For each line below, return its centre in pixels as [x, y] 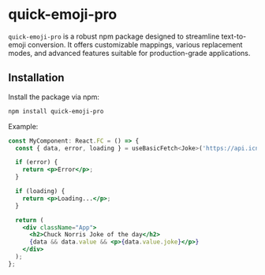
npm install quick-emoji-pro [56, 111]
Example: [23, 126]
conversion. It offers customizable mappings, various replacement [135, 44]
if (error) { [37, 162]
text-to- [234, 36]
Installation [36, 78]
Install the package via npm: [54, 97]
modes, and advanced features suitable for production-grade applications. [129, 53]
